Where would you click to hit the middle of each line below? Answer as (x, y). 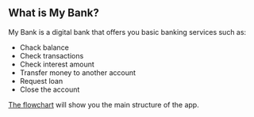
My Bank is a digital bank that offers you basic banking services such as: (127, 32)
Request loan (41, 81)
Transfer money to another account (78, 72)
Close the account (50, 89)
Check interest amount (57, 64)
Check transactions (52, 55)
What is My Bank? (54, 13)
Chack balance (44, 47)
